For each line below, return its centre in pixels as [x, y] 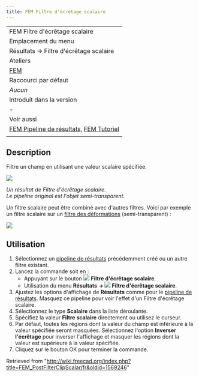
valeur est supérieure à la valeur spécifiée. [67, 343]
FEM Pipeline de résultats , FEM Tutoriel [64, 128]
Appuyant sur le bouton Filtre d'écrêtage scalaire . [90, 279]
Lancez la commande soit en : [52, 271]
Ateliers [20, 61]
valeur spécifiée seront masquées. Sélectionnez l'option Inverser [96, 330]
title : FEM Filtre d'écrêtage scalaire [56, 12]
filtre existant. [32, 265]
